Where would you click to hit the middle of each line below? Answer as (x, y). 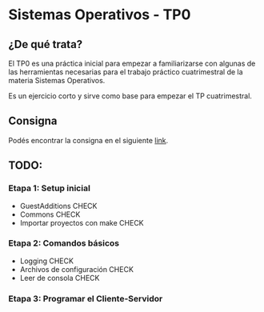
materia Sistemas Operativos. (57, 80)
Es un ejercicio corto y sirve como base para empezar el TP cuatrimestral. (130, 96)
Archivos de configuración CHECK (77, 269)
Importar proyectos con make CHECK (82, 222)
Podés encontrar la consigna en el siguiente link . (88, 140)
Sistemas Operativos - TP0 (100, 15)
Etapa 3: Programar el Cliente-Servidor (86, 298)
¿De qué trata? (46, 44)
